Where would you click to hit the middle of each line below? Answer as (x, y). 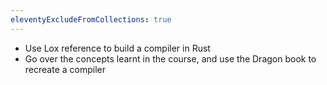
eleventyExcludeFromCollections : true (91, 19)
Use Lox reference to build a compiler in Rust (117, 48)
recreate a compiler (65, 69)
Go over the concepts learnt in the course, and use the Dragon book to (170, 58)
